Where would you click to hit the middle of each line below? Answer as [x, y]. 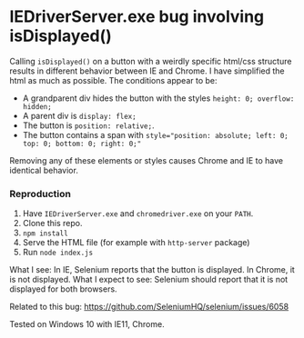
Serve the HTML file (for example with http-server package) [136, 243]
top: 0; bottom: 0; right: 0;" [82, 144]
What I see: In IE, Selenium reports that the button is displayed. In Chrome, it [152, 270]
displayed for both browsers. [63, 289]
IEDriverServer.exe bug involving [137, 17]
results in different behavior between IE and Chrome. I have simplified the [147, 71]
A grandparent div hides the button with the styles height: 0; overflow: [158, 98]
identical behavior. [44, 170]
